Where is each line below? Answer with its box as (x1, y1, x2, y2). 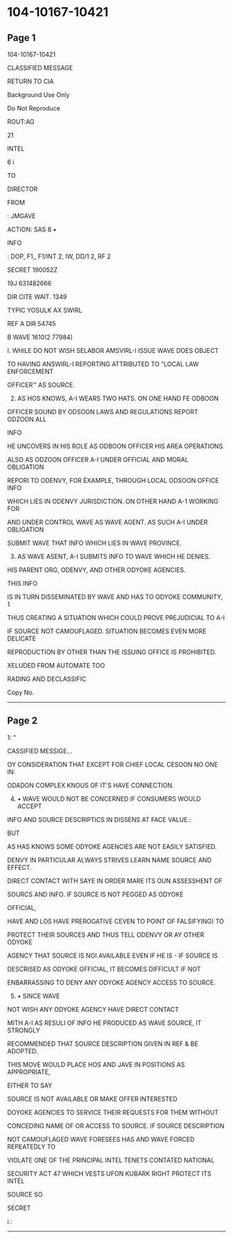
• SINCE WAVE (17, 992, 60, 1000)
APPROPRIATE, (7, 1067, 51, 1076)
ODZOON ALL (7, 415, 47, 423)
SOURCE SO (7, 1190, 43, 1199)
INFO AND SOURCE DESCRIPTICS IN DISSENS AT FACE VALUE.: (7, 815, 191, 823)
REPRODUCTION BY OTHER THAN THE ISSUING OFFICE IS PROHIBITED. (7, 648, 216, 656)
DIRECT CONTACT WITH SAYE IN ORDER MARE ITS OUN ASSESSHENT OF (7, 876, 223, 885)
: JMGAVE (7, 212, 36, 220)
